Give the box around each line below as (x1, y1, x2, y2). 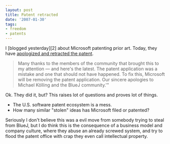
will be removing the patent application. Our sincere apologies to (17, 77, 154, 82)
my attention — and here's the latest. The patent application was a (17, 66, 158, 72)
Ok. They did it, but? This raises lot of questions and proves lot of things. (5, 92, 158, 98)
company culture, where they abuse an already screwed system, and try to (5, 128, 163, 134)
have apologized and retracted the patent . (5, 50, 94, 56)
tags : (5, 21, 17, 27)
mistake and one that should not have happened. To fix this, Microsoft (17, 71, 165, 77)
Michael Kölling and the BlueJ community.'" (17, 82, 109, 88)
